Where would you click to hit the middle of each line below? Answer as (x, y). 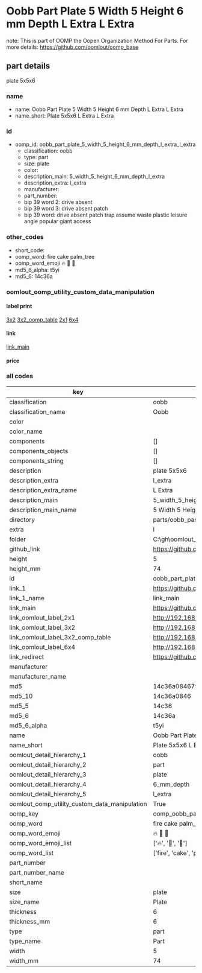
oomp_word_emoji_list (41, 843)
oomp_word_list (32, 853)
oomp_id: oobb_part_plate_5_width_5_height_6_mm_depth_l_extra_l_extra (105, 144)
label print (19, 306)
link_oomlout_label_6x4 (42, 647)
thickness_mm (30, 921)
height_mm (25, 568)
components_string (37, 461)
